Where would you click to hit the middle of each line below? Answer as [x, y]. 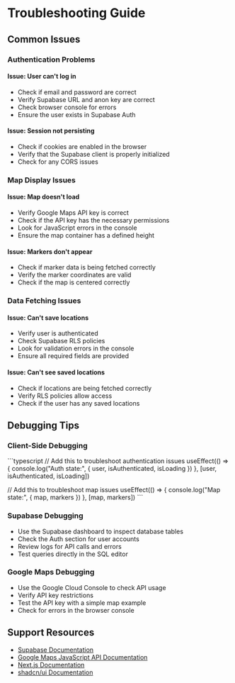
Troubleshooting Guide [76, 13]
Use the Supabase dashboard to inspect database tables [101, 531]
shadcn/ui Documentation [55, 672]
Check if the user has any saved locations [79, 403]
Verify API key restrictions [56, 595]
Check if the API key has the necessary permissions [93, 221]
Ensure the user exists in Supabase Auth [76, 114]
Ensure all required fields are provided [73, 356]
